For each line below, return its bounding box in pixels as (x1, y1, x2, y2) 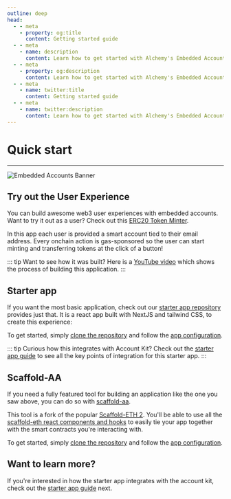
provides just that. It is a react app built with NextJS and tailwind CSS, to (7, 311, 212, 319)
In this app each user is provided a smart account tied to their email (7, 230, 198, 238)
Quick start (7, 142, 72, 157)
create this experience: (7, 318, 72, 326)
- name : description (19, 49, 78, 56)
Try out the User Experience (7, 190, 130, 203)
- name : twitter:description (19, 106, 103, 113)
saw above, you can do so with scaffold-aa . (7, 397, 131, 406)
